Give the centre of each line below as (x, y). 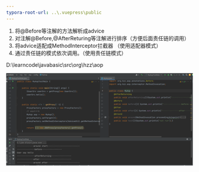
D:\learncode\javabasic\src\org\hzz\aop (55, 64)
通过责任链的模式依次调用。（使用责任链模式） (70, 53)
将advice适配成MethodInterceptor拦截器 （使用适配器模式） (88, 46)
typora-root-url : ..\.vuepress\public (54, 12)
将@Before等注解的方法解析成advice (60, 31)
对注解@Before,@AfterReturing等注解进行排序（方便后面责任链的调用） (102, 38)
